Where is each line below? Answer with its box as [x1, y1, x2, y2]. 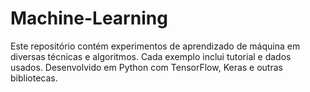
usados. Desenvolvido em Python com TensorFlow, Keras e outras [10, 61, 283, 73]
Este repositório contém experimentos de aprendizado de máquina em [10, 40, 301, 52]
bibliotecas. [10, 72, 58, 84]
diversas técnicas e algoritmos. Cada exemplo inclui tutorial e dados [10, 50, 292, 62]
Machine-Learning [10, 7, 168, 30]
